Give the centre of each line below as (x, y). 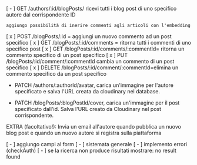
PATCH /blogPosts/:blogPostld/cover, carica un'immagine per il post (97, 103)
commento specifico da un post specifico (56, 74)
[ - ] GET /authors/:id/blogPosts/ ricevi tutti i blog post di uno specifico (91, 9)
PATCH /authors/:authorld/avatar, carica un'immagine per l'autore (94, 85)
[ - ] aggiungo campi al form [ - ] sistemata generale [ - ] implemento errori (96, 144)
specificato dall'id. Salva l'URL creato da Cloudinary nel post (88, 109)
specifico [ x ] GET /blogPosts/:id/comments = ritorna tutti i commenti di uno (98, 43)
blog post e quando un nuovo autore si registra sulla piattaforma (84, 133)
